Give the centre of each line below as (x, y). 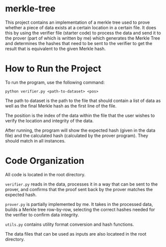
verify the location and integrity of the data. (50, 121)
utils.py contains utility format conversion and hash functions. (70, 224)
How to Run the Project (53, 69)
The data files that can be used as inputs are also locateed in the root (76, 234)
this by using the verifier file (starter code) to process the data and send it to (83, 33)
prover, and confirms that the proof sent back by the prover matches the (79, 189)
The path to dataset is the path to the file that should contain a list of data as (83, 100)
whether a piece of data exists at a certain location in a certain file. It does (81, 27)
